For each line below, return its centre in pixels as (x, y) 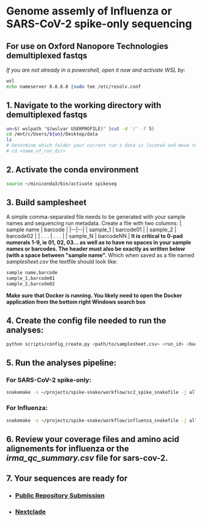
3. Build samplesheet (47, 203)
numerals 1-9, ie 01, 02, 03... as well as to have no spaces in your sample (99, 243)
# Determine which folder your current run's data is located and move (98, 146)
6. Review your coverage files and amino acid (93, 439)
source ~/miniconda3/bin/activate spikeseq (62, 184)
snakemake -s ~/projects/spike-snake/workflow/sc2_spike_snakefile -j (96, 393)
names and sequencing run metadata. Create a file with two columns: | (94, 223)
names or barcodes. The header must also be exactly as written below (96, 249)
